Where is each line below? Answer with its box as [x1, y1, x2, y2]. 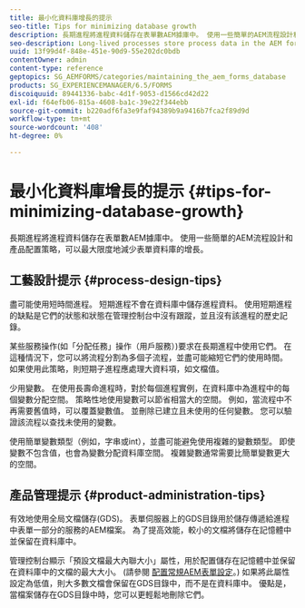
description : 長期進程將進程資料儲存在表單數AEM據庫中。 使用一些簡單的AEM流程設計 [9, 30, 293, 39]
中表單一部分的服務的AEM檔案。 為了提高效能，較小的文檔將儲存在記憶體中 [9, 525, 292, 535]
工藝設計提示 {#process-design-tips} [9, 273, 222, 289]
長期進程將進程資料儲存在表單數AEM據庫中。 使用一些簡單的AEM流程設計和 [9, 232, 293, 243]
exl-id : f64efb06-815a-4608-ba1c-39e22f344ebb [9, 97, 189, 107]
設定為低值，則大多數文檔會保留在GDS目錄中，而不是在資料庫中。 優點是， [9, 578, 291, 589]
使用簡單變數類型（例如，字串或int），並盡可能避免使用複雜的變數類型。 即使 [9, 436, 296, 446]
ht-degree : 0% [9, 132, 64, 141]
